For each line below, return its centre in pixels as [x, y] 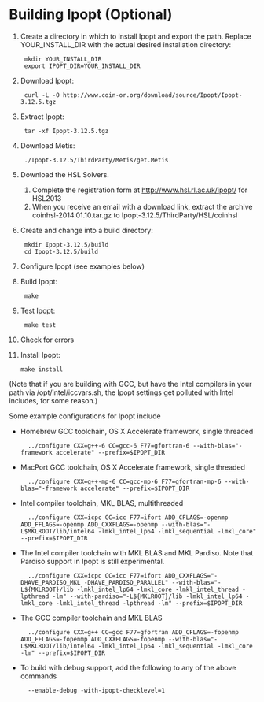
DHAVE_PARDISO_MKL [50, 582]
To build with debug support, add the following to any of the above [128, 667]
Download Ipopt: [47, 80]
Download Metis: [48, 145]
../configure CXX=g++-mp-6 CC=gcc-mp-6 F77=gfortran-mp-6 [125, 481]
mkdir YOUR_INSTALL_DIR [63, 59]
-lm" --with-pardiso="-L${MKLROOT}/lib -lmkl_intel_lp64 [147, 596]
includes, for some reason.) [53, 400]
